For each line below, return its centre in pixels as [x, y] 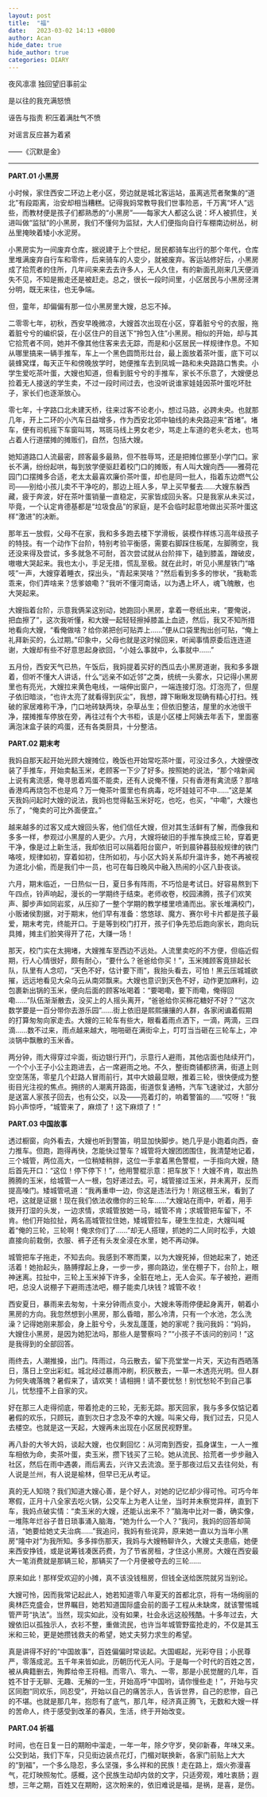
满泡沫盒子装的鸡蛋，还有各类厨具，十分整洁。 [85, 726]
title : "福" [29, 23]
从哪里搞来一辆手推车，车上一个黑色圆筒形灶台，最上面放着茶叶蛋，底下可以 [133, 353]
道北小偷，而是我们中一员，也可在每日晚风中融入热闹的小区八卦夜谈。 [130, 867]
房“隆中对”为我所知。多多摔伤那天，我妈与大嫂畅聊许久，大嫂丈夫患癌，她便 [133, 1541]
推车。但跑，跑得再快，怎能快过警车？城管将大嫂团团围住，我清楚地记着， [137, 1150]
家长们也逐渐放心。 [53, 393]
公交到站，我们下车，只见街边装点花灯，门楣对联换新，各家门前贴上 [120, 1755]
